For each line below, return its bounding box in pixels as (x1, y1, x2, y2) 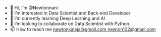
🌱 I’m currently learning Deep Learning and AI (10, 15, 105, 21)
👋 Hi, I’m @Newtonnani (10, 5, 58, 10)
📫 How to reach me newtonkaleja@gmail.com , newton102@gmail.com (10, 26, 156, 32)
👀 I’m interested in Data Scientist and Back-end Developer (10, 10, 131, 16)
